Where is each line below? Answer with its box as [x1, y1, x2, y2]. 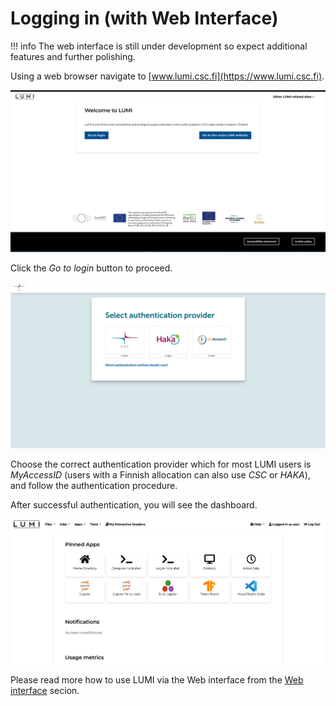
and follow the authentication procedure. [10, 480, 178, 492]
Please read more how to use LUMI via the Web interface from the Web [10, 673, 304, 686]
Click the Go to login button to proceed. [10, 262, 173, 274]
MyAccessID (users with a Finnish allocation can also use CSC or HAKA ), [10, 469, 311, 481]
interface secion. [10, 684, 80, 696]
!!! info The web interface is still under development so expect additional [10, 40, 308, 52]
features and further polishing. [10, 50, 136, 62]
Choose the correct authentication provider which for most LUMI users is [10, 458, 312, 471]
